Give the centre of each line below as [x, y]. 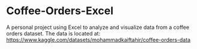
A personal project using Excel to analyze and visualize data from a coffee [98, 27]
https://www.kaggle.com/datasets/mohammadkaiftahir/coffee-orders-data [98, 40]
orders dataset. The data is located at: [53, 33]
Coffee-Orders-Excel [60, 11]
